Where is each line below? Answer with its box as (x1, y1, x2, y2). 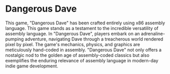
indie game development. (5, 63, 58, 69)
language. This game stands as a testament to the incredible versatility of (5, 25, 159, 31)
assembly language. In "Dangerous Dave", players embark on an (5, 30, 140, 36)
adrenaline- (141, 30, 165, 36)
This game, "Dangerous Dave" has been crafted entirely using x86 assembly (5, 20, 165, 26)
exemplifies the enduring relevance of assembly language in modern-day (5, 57, 159, 63)
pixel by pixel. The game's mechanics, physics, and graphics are (5, 41, 141, 47)
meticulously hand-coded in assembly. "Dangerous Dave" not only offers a (5, 47, 162, 53)
